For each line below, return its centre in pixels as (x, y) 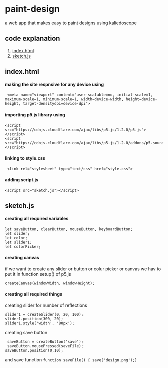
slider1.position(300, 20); (34, 319)
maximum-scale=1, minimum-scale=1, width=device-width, (64, 99)
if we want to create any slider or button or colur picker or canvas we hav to (83, 269)
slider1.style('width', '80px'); (40, 323)
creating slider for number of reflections (46, 305)
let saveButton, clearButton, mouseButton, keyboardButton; (69, 229)
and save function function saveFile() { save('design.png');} (71, 360)
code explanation (33, 39)
